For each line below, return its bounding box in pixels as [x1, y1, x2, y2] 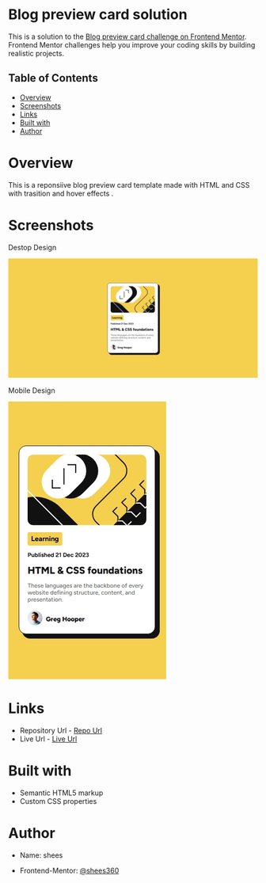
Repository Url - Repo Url [19, 725, 103, 735]
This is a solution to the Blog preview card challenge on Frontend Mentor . [8, 32, 247, 41]
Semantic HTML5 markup [19, 788, 104, 797]
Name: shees [19, 850, 63, 860]
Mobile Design [8, 386, 55, 395]
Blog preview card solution [8, 6, 188, 24]
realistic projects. [8, 48, 65, 58]
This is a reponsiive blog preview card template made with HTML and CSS [8, 180, 250, 189]
